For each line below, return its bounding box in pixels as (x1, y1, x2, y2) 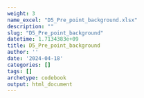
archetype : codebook (7, 74, 67, 81)
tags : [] (7, 68, 33, 75)
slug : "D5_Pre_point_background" (7, 29, 104, 37)
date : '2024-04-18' (7, 55, 64, 62)
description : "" (7, 23, 54, 30)
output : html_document (7, 81, 73, 88)
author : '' (7, 49, 39, 56)
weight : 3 (7, 10, 36, 17)
